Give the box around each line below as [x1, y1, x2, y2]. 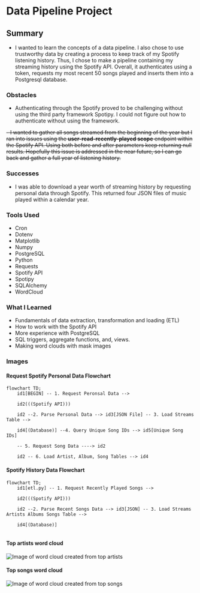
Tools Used [6, 211, 40, 219]
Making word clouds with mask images [14, 342, 111, 349]
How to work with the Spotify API [14, 323, 97, 331]
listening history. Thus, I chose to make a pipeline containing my [14, 57, 174, 64]
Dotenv [14, 230, 33, 238]
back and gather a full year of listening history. [6, 154, 121, 161]
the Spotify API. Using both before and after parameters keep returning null [6, 142, 192, 149]
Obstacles [6, 91, 37, 99]
